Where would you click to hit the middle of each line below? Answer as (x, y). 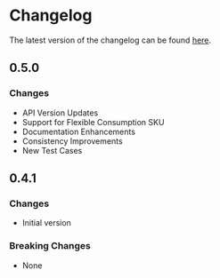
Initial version (46, 223)
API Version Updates (60, 113)
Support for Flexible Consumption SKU (93, 122)
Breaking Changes (50, 246)
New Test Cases (52, 150)
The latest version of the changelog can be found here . (110, 40)
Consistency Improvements (72, 141)
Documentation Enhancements (79, 131)
